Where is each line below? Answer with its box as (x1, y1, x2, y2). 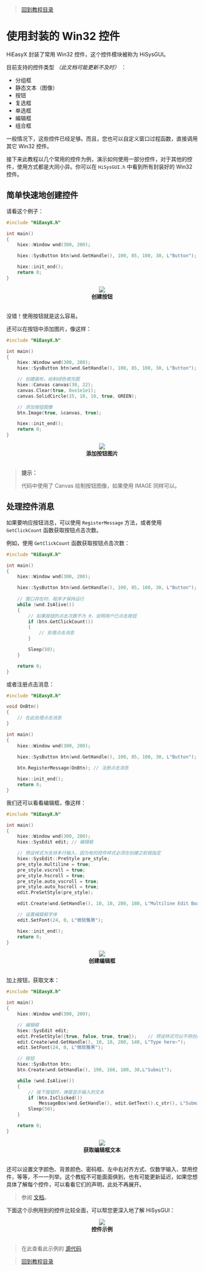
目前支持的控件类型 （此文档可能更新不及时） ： (6, 63, 126, 70)
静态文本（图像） (15, 84, 58, 91)
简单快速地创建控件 (6, 190, 78, 200)
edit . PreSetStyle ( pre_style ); (17, 889, 94, 896)
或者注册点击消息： (6, 680, 55, 688)
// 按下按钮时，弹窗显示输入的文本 (28, 1089, 104, 1095)
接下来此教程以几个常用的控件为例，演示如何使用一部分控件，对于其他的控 (6, 155, 192, 163)
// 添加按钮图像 (17, 404, 53, 410)
